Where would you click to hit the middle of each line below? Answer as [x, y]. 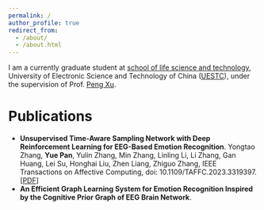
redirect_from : [33, 30]
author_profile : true [44, 23]
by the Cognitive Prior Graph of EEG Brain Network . [105, 197]
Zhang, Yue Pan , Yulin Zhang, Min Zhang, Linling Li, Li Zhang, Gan [128, 155]
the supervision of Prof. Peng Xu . [62, 85]
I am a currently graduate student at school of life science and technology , [130, 67]
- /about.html [38, 45]
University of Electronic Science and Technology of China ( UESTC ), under [129, 76]
